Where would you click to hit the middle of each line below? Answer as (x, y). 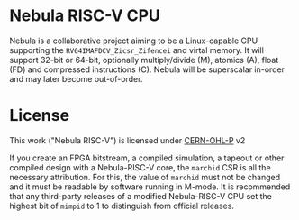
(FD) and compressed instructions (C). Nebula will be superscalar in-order (147, 69)
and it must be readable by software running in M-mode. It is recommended (150, 187)
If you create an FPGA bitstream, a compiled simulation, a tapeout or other (147, 158)
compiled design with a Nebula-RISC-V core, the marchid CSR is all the (140, 167)
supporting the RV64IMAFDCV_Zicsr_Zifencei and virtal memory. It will (136, 50)
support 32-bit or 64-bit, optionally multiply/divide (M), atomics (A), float (144, 60)
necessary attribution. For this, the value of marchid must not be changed (145, 177)
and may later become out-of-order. (76, 78)
